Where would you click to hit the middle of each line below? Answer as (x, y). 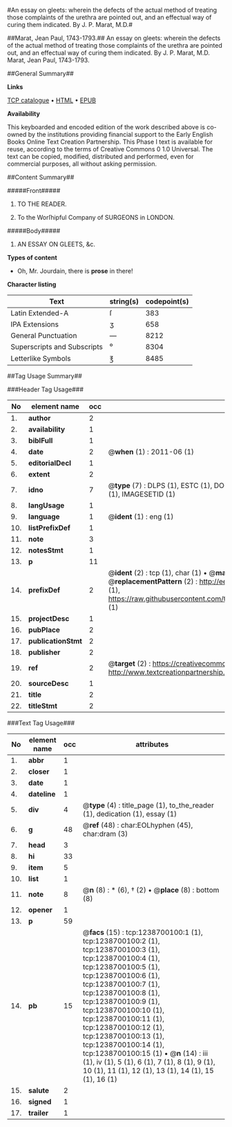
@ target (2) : (129, 663)
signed (40, 1102)
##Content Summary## (41, 177)
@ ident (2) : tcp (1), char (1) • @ (162, 573)
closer (39, 772)
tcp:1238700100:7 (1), (121, 984)
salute (39, 1090)
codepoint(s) (167, 301)
